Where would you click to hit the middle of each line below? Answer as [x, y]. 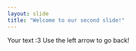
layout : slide [28, 14]
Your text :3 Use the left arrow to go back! [68, 40]
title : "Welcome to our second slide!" [66, 20]
